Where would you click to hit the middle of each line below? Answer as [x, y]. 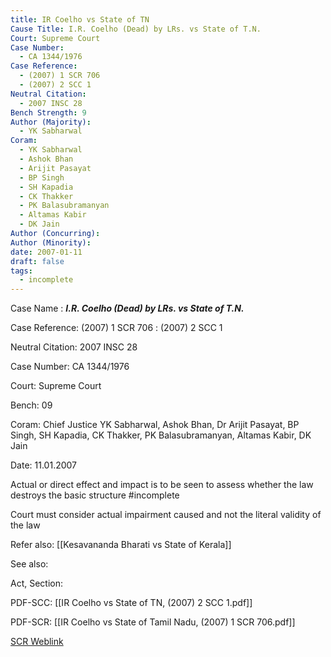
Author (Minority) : [51, 242]
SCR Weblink [37, 642]
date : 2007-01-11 [46, 252]
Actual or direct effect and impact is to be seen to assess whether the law [162, 485]
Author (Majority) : [51, 122]
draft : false [37, 261]
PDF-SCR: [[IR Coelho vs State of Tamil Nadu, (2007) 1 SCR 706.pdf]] [153, 622]
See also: [29, 564]
